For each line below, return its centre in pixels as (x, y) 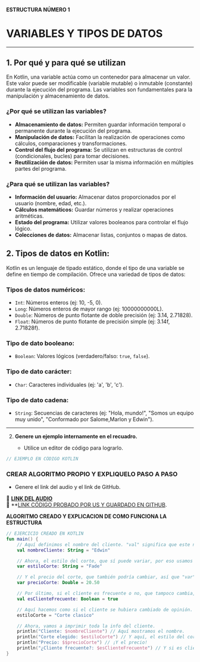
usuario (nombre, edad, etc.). (51, 203)
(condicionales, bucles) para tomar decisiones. (72, 156)
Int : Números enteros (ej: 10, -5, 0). (58, 303)
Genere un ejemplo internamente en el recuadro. (76, 436)
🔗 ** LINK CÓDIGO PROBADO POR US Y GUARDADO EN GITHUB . (87, 505)
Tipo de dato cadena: (37, 400)
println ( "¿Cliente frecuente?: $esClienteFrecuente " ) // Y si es (100, 648)
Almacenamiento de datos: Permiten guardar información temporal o (100, 124)
